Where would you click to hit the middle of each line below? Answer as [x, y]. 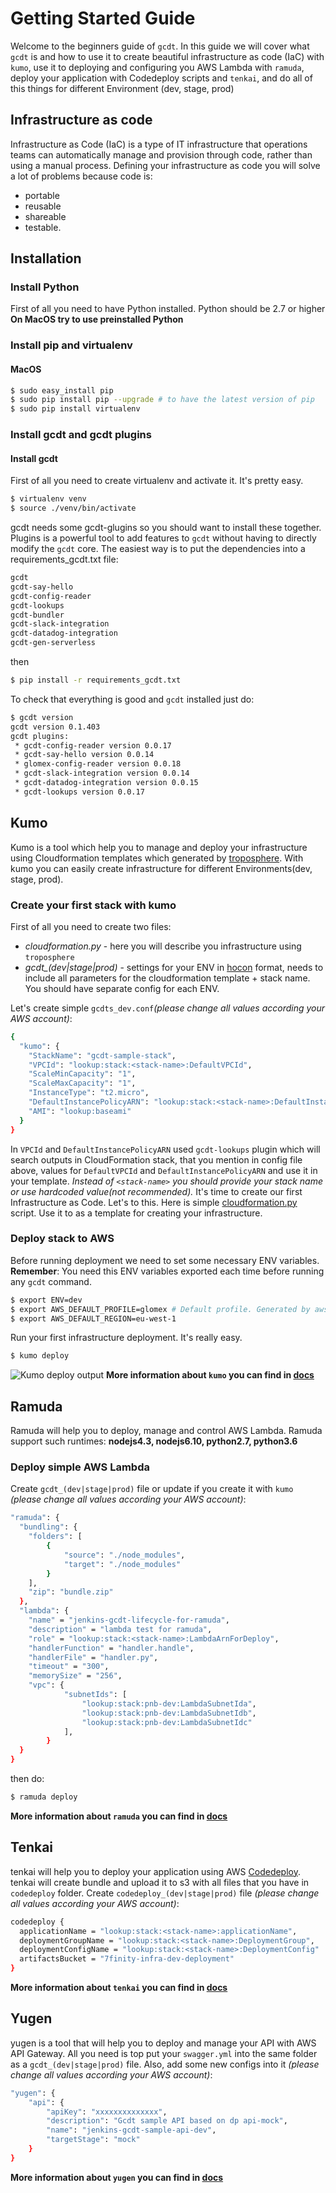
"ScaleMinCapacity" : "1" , [82, 1074]
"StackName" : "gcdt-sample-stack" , [102, 1055]
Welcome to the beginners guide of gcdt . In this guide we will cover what [160, 46]
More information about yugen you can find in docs [117, 2177]
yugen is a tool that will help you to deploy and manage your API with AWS [163, 2043]
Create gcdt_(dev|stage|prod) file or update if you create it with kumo [152, 1489]
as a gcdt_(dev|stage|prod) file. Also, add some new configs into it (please [165, 2064]
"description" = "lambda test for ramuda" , [120, 1629]
